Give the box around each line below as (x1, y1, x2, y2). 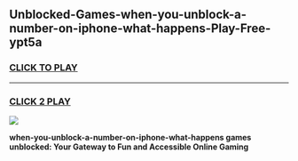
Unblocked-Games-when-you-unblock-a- (9, 7, 247, 22)
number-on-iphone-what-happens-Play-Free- (9, 21, 271, 36)
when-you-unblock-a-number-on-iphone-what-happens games (9, 132, 252, 142)
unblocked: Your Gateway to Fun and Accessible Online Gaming (9, 141, 249, 152)
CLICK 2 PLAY (9, 95, 71, 108)
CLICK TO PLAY (9, 61, 78, 74)
